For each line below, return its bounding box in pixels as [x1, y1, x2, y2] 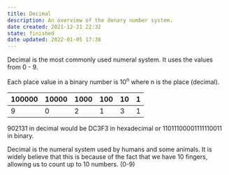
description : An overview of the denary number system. [7, 17, 173, 24]
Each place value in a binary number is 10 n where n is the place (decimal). [7, 76, 220, 86]
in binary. [7, 131, 34, 140]
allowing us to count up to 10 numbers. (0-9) [7, 160, 135, 168]
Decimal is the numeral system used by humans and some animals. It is [7, 145, 212, 153]
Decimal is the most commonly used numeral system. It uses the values [7, 55, 213, 64]
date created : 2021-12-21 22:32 [7, 23, 101, 30]
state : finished [7, 29, 54, 37]
